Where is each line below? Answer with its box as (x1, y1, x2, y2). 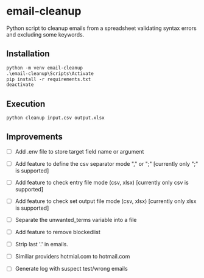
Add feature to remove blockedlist (15, 229, 100, 236)
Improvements (6, 132, 63, 142)
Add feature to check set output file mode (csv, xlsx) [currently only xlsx (15, 197, 197, 205)
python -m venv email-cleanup (6, 65, 83, 71)
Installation (6, 49, 50, 59)
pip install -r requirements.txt (6, 76, 91, 82)
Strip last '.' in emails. (15, 241, 68, 248)
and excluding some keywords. (6, 30, 85, 38)
